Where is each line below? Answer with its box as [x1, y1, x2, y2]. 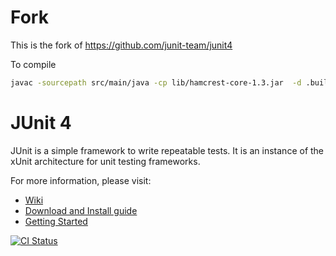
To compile [10, 58, 57, 70]
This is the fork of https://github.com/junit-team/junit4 [10, 39, 233, 51]
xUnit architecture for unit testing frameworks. [10, 155, 201, 167]
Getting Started [24, 215, 88, 227]
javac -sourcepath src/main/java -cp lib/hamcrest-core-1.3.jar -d [10, 77, 302, 88]
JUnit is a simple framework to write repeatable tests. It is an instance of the [10, 144, 325, 156]
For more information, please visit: [10, 174, 152, 186]
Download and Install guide [24, 204, 138, 216]
